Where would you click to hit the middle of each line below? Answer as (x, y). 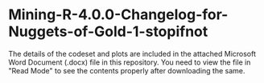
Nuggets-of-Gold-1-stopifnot (108, 32)
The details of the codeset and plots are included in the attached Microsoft (132, 53)
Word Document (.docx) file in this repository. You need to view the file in (130, 62)
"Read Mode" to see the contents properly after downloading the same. (127, 70)
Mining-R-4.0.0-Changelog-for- (118, 15)
